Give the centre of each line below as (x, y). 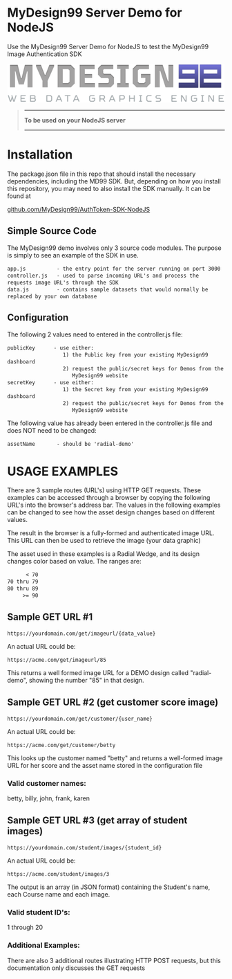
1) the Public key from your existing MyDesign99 (135, 354)
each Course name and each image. (59, 895)
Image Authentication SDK (45, 54)
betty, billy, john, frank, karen (48, 798)
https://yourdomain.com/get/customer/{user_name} (80, 719)
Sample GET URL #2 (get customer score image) (113, 702)
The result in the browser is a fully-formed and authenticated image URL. (111, 533)
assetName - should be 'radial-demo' (71, 444)
